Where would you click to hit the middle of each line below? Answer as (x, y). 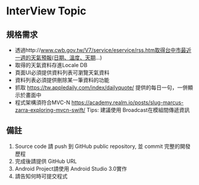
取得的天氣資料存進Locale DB (51, 65)
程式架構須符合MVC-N (42, 102)
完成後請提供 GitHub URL (46, 161)
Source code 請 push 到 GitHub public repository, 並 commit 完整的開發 (102, 146)
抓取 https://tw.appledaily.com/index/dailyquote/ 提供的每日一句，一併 (101, 87)
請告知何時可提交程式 (41, 176)
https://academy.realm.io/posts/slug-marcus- (128, 102)
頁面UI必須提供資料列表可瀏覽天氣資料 (62, 72)
